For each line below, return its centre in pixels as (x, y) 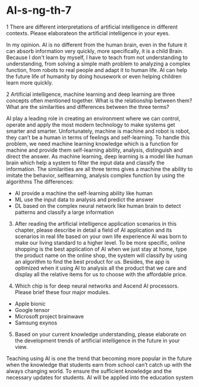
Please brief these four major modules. (62, 292)
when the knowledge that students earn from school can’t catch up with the (99, 364)
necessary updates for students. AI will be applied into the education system (100, 377)
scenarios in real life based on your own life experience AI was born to (101, 236)
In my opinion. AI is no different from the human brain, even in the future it (97, 45)
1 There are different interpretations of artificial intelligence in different (92, 27)
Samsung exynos (36, 323)
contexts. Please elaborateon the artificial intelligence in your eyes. (88, 33)
